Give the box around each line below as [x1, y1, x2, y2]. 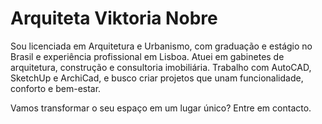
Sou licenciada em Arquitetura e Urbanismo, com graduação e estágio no [10, 40, 313, 52]
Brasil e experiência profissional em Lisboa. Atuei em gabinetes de [10, 50, 285, 62]
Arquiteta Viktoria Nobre [10, 7, 218, 30]
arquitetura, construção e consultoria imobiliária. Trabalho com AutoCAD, [10, 61, 312, 73]
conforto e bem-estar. [10, 82, 102, 94]
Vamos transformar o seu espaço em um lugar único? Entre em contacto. [10, 102, 312, 114]
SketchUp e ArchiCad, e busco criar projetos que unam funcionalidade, [10, 72, 304, 84]
